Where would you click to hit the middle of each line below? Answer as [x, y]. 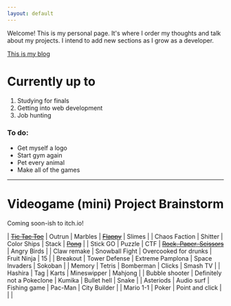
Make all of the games [48, 170]
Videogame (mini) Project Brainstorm [115, 204]
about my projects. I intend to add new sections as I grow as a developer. [111, 40]
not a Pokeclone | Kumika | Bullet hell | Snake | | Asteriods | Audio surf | [108, 280]
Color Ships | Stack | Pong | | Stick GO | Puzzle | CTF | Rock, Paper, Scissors [115, 243]
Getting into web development [60, 108]
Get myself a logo [42, 148]
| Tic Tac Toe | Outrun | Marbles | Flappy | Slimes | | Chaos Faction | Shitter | [115, 236]
